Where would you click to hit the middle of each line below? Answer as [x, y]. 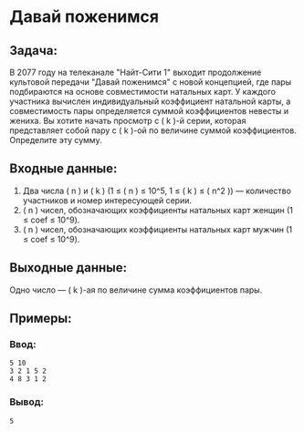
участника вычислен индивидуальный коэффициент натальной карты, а [150, 101]
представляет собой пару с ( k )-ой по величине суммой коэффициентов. [153, 130]
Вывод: [26, 402]
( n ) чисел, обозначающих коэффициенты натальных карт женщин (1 [158, 210]
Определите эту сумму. [56, 140]
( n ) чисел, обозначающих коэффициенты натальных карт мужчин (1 [157, 229]
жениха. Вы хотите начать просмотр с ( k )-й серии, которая [128, 121]
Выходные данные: [68, 268]
